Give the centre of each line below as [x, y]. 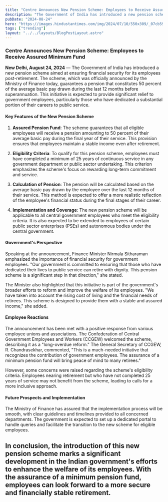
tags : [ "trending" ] [25, 29]
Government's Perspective [34, 243]
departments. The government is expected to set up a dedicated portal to [81, 419]
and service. [25, 174]
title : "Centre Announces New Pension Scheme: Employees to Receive [78, 10]
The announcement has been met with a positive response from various [79, 328]
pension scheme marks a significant [63, 453]
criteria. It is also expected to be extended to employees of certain [81, 220]
